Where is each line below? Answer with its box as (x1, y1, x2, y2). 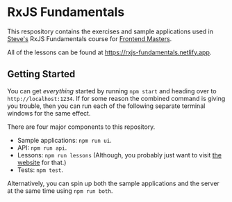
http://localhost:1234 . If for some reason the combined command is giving (7, 94, 226, 102)
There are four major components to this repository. (7, 123, 156, 131)
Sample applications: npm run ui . (17, 136, 113, 144)
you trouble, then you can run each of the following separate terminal (7, 102, 206, 110)
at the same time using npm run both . (7, 186, 113, 195)
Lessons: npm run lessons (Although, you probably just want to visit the (17, 150, 222, 159)
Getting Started (7, 68, 76, 80)
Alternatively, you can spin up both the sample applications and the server (7, 179, 220, 187)
